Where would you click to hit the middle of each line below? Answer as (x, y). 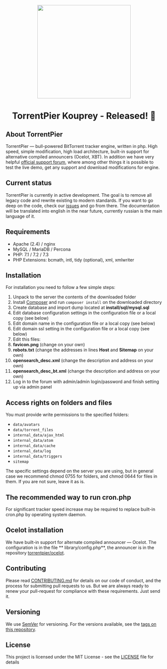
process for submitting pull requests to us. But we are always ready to (77, 586)
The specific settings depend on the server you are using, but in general (80, 471)
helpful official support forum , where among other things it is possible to (80, 162)
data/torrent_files (33, 430)
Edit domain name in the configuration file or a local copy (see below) (84, 323)
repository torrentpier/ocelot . (35, 552)
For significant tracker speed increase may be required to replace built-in (81, 509)
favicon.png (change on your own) (49, 345)
